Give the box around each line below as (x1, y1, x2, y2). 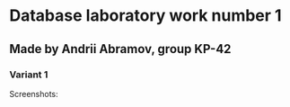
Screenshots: (9, 88, 58, 99)
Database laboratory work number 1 (9, 5, 282, 26)
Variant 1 (9, 68, 48, 81)
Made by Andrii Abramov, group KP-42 (9, 41, 232, 57)
